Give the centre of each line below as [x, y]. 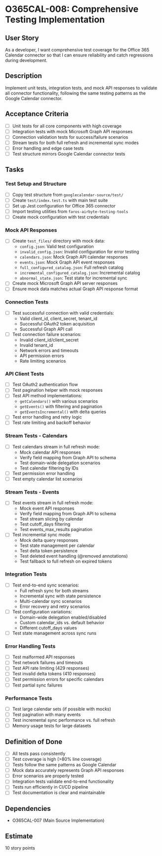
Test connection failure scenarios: [47, 334]
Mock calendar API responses [50, 452]
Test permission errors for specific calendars [58, 679]
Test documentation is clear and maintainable [59, 793]
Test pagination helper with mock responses [57, 390]
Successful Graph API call [46, 329]
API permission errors [42, 356]
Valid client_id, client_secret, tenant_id [59, 319]
